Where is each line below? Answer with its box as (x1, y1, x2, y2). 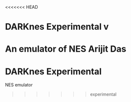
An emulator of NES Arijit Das (5, 43, 127, 55)
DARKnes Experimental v (5, 21, 109, 32)
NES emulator (5, 82, 33, 88)
